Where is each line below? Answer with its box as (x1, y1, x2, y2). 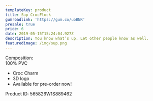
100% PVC (5, 60, 28, 66)
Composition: (5, 55, 34, 61)
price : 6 (5, 27, 24, 32)
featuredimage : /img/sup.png (5, 41, 67, 46)
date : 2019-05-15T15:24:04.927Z (5, 31, 74, 36)
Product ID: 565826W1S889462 (5, 90, 72, 97)
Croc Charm (12, 70, 39, 76)
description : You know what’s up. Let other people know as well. (5, 36, 149, 41)
